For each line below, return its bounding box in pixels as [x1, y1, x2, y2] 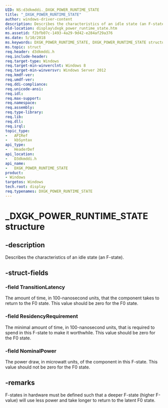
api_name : [5, 161, 26, 166]
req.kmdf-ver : [5, 73, 35, 78]
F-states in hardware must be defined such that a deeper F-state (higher [5, 391, 155, 398]
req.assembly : [5, 105, 35, 110]
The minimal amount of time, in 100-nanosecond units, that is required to [5, 324, 155, 330]
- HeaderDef [5, 147, 35, 152]
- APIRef [5, 133, 28, 138]
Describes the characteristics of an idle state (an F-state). [5, 254, 124, 260]
